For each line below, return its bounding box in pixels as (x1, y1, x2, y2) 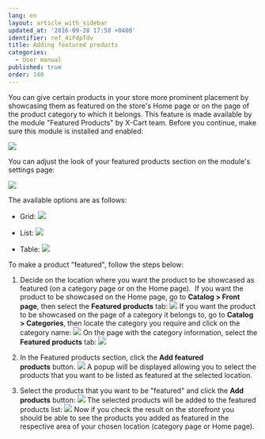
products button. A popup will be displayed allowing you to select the (19, 362, 257, 372)
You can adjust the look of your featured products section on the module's (8, 156, 251, 166)
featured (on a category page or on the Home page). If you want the (19, 283, 244, 293)
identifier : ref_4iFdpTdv (8, 33, 93, 42)
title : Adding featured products (8, 41, 119, 49)
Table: (19, 244, 40, 254)
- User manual (15, 56, 62, 64)
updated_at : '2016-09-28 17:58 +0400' (8, 26, 136, 34)
